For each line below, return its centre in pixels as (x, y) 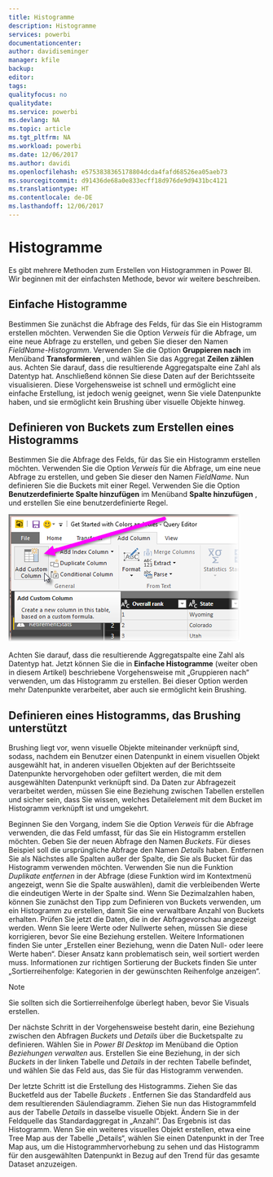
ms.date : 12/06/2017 (44, 155)
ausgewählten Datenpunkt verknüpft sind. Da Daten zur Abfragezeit (122, 783)
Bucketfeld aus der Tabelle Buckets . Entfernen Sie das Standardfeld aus (130, 1095)
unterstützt (38, 728)
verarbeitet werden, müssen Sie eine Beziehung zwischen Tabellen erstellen (136, 791)
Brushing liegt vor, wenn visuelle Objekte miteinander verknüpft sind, (124, 748)
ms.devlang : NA (34, 121)
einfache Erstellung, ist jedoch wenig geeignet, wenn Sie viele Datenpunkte (135, 393)
